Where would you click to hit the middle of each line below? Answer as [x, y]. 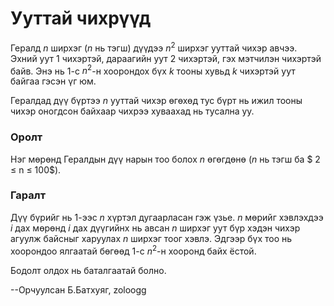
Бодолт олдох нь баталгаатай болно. [88, 270]
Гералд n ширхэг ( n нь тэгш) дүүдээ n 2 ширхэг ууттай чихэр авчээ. [154, 47]
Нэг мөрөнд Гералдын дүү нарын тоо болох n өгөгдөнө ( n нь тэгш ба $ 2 [165, 159]
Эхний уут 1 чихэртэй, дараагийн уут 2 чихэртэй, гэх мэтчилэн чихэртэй [166, 58]
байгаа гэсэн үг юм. [53, 81]
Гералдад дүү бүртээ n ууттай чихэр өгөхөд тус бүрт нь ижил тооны [156, 101]
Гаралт [28, 195]
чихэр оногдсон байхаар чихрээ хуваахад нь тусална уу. [132, 111]
